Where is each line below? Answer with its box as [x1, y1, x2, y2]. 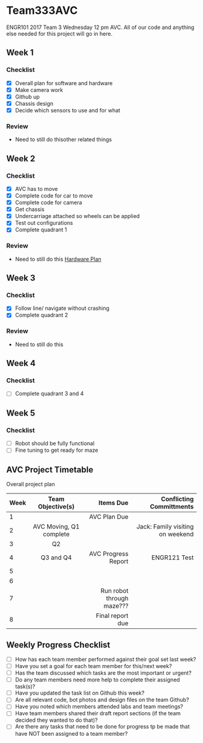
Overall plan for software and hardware [14, 79, 113, 86]
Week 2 [6, 153, 36, 164]
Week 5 [6, 408, 35, 418]
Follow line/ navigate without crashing [14, 304, 110, 312]
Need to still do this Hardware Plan [14, 255, 101, 263]
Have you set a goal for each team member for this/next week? [14, 663, 172, 670]
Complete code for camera [14, 199, 83, 206]
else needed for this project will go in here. [6, 30, 113, 37]
